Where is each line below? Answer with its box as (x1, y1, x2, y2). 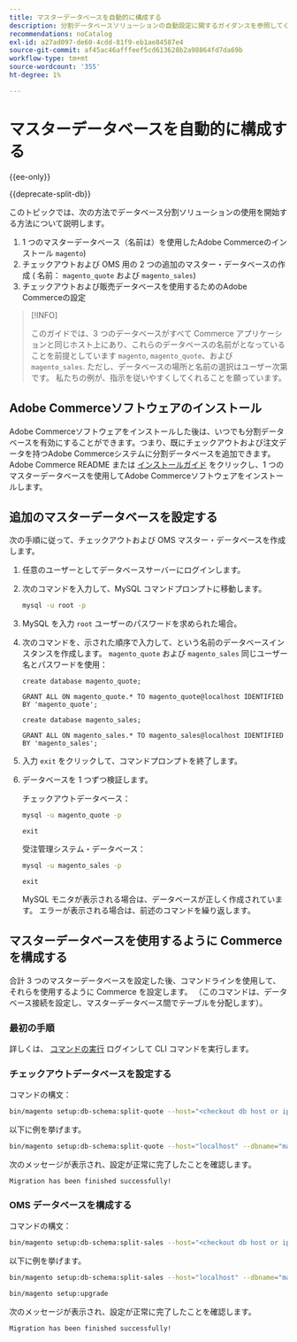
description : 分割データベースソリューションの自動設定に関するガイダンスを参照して (9, 21, 284, 30)
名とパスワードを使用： (21, 659, 108, 670)
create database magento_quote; (21, 677, 141, 687)
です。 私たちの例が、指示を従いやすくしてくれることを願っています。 (30, 372, 287, 383)
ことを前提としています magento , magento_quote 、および (30, 350, 233, 361)
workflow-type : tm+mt (9, 54, 89, 63)
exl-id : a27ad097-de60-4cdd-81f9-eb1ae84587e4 (9, 37, 184, 47)
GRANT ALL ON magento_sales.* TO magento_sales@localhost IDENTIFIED (21, 732, 285, 741)
